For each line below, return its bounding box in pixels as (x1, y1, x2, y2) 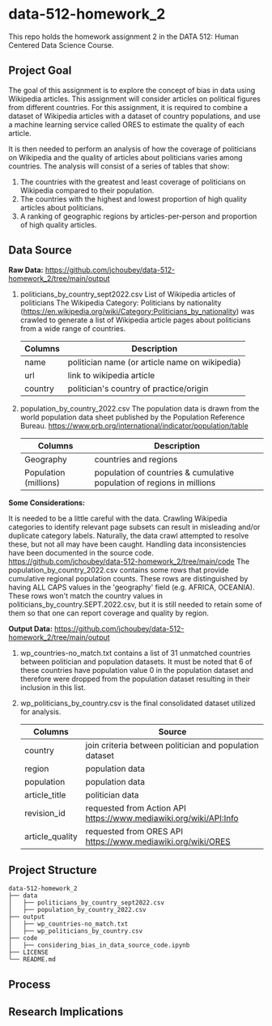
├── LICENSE (8, 948, 49, 956)
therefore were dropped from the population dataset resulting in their (19, 674, 251, 683)
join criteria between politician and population (85, 739, 259, 751)
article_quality (23, 831, 79, 842)
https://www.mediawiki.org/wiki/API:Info (85, 812, 239, 824)
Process (8, 977, 51, 991)
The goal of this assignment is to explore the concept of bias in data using (8, 85, 256, 95)
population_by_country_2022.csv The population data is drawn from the (19, 403, 260, 413)
